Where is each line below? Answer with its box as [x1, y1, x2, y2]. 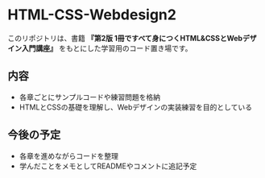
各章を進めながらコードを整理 [19, 151, 118, 160]
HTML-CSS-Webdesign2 [7, 6, 176, 24]
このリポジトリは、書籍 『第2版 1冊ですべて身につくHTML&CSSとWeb [7, 33, 243, 43]
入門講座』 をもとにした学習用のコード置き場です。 [21, 43, 193, 53]
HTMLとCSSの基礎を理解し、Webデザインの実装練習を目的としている [19, 102, 253, 112]
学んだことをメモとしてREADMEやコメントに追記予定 [19, 161, 197, 171]
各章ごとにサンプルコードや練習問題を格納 [19, 92, 161, 101]
